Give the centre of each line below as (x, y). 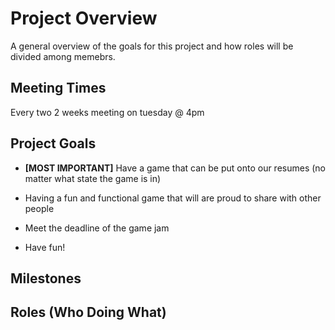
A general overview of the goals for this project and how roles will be (152, 46)
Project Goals (53, 143)
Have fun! (45, 247)
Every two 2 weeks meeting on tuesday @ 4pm (107, 112)
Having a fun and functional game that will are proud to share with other (173, 198)
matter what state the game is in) (93, 178)
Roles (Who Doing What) (88, 312)
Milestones (46, 278)
